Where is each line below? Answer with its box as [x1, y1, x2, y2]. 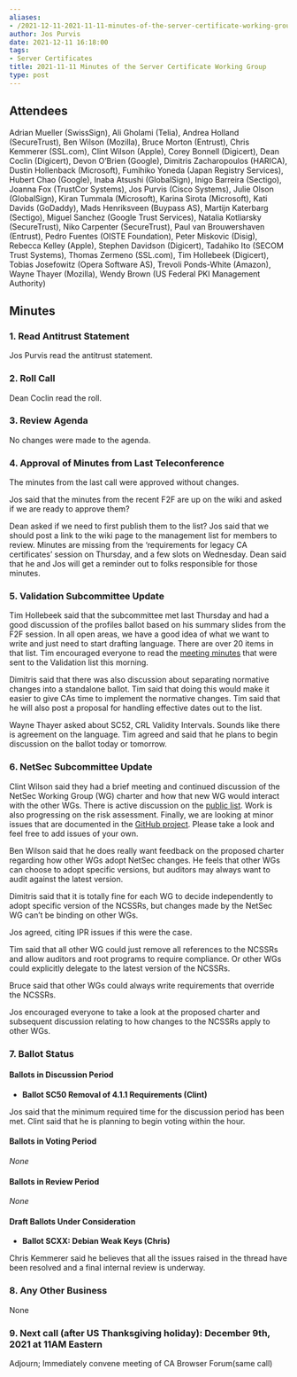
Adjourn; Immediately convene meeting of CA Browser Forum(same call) [9, 1358, 273, 1369]
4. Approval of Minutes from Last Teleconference [9, 457, 225, 469]
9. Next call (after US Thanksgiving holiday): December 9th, [9, 1326, 271, 1339]
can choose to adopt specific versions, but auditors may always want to [9, 864, 271, 874]
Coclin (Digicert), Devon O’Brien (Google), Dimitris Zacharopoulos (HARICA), [9, 155, 288, 166]
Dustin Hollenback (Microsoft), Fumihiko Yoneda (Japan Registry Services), [9, 165, 285, 176]
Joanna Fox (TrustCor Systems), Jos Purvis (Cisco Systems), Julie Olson [9, 184, 274, 194]
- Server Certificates [9, 54, 93, 63]
